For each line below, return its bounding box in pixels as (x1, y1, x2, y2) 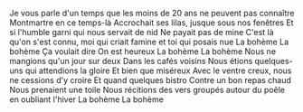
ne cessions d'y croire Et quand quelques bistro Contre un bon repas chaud (9, 75, 292, 85)
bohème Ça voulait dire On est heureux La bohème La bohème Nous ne (9, 46, 277, 57)
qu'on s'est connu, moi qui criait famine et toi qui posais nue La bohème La (9, 36, 289, 47)
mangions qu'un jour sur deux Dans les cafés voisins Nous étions (9, 56, 253, 66)
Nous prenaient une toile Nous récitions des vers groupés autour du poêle (9, 85, 285, 95)
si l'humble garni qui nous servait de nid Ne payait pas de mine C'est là (9, 27, 274, 37)
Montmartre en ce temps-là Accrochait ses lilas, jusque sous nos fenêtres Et (9, 17, 294, 28)
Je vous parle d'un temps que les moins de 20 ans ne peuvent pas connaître (9, 8, 295, 18)
